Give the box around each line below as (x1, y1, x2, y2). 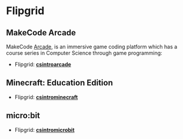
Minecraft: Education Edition (6, 78, 114, 88)
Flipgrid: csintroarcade (14, 61, 72, 68)
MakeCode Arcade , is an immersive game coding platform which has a (6, 43, 178, 50)
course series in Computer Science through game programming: (6, 49, 163, 57)
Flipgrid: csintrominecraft (14, 93, 78, 101)
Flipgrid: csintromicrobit (14, 126, 75, 133)
